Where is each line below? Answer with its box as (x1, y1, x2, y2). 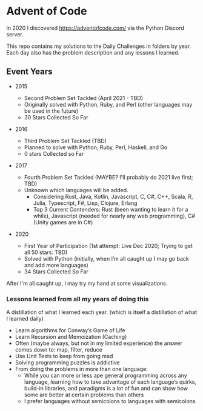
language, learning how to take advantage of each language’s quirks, (24, 378, 197, 386)
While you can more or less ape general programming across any (24, 372, 188, 379)
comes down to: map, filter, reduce (15, 346, 103, 353)
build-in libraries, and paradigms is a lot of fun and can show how (24, 385, 188, 392)
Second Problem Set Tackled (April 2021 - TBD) (24, 94, 144, 101)
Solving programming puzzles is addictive (15, 359, 120, 366)
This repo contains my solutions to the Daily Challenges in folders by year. (6, 42, 191, 50)
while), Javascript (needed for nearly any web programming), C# (33, 212, 196, 219)
